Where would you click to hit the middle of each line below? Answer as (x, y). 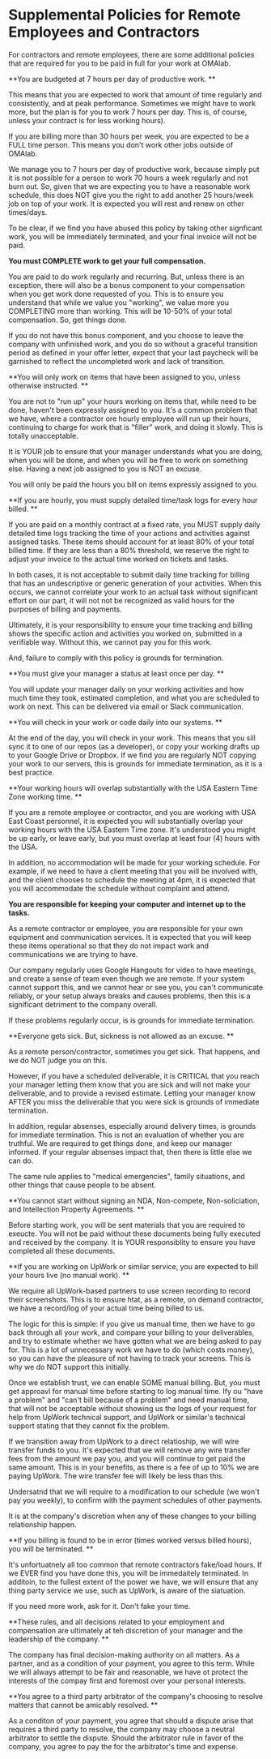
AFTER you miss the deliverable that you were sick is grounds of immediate (134, 1101)
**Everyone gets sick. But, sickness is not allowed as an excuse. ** (121, 1036)
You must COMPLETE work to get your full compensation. (107, 260)
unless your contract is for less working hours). (87, 120)
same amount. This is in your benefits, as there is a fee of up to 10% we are (134, 1467)
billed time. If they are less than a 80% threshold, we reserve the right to (129, 550)
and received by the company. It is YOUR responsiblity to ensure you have (132, 1242)
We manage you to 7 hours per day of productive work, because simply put (134, 169)
